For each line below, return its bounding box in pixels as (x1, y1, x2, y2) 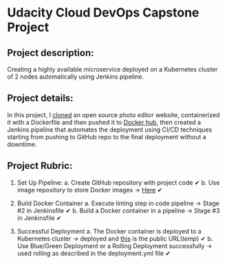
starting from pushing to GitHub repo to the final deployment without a (7, 132, 206, 141)
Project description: (7, 47, 94, 59)
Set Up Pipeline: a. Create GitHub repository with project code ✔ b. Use (17, 178, 220, 187)
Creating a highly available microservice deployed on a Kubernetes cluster (7, 65, 218, 73)
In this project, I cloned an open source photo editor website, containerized (7, 110, 220, 119)
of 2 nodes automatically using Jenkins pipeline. (7, 72, 144, 81)
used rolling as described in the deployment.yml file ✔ (17, 249, 171, 257)
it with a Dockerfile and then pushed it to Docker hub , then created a (7, 118, 202, 126)
